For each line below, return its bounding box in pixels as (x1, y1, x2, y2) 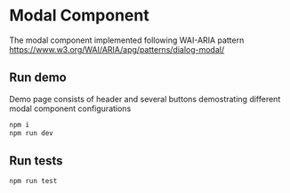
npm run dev (9, 128, 53, 138)
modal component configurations (9, 103, 132, 114)
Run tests (9, 153, 63, 168)
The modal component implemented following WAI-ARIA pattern (9, 35, 245, 45)
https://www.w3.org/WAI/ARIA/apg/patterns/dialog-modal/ (9, 44, 225, 54)
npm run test (9, 177, 58, 186)
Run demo (9, 70, 67, 85)
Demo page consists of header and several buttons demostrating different (9, 93, 281, 104)
